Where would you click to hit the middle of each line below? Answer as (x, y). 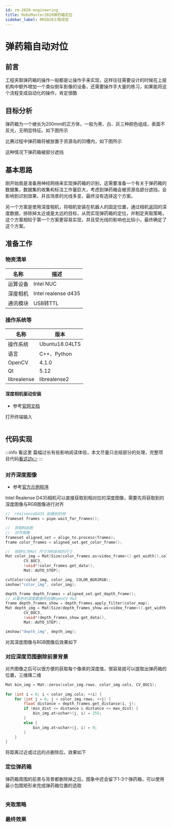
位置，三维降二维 (23, 675)
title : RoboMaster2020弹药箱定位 (39, 15)
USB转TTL (46, 303)
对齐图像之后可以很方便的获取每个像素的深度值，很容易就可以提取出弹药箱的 (86, 668)
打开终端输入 (19, 417)
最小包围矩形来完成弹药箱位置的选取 (44, 785)
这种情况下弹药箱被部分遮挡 (35, 152)
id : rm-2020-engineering (32, 10)
